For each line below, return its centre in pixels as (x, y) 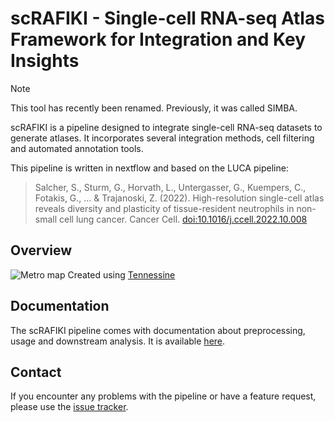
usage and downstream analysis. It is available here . (118, 341)
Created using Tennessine (121, 274)
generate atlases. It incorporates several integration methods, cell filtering (162, 138)
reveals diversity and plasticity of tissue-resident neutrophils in (164, 208)
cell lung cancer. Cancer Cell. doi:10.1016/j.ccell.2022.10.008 (183, 219)
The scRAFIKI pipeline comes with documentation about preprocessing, (158, 330)
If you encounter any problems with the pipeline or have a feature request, (163, 396)
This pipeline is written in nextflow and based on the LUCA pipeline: (149, 168)
